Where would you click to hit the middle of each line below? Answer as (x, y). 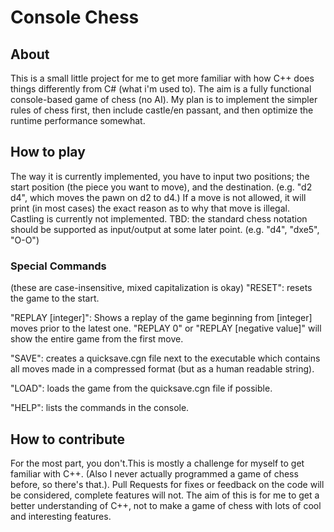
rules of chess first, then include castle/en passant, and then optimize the (162, 110)
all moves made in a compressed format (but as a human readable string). (162, 369)
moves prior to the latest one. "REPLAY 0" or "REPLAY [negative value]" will (166, 328)
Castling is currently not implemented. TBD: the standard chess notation (159, 218)
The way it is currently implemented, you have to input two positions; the (160, 176)
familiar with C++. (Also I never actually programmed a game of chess (154, 473)
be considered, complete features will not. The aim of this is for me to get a (165, 495)
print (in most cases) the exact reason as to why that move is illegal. (150, 208)
